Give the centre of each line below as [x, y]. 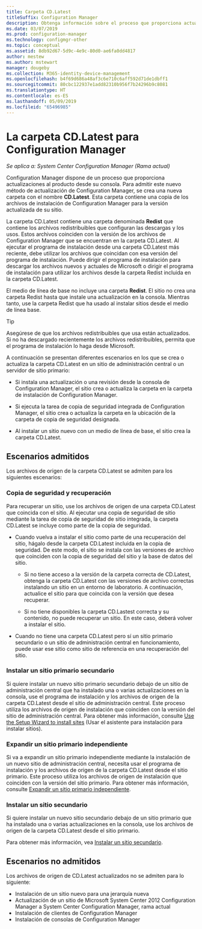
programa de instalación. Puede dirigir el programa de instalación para [93, 260]
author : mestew [25, 57]
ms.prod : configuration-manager [47, 34]
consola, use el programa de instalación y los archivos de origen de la [93, 697]
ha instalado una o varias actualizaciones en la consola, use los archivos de [100, 824]
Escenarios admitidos [48, 456]
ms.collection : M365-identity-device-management [68, 73]
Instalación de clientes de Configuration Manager [76, 913]
